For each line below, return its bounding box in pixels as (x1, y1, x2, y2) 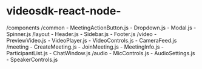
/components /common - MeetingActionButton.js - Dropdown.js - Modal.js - (6, 24, 197, 31)
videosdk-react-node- (6, 4, 121, 18)
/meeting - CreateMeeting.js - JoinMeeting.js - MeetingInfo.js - (6, 43, 164, 50)
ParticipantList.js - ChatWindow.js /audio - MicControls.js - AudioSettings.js (6, 49, 195, 56)
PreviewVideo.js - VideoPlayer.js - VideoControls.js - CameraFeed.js (6, 37, 177, 44)
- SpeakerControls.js (6, 56, 58, 63)
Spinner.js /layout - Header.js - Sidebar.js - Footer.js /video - (6, 30, 157, 37)
